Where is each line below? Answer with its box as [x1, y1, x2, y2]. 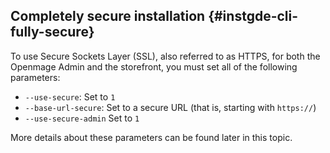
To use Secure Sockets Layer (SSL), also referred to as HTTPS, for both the [10, 50, 321, 62]
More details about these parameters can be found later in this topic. [10, 131, 293, 143]
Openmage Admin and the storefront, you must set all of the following [10, 60, 298, 73]
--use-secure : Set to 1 [24, 90, 116, 103]
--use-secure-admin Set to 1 [24, 112, 140, 124]
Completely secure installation [10, 8, 206, 25]
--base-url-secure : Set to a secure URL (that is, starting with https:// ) [24, 101, 317, 113]
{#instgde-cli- [208, 8, 299, 25]
